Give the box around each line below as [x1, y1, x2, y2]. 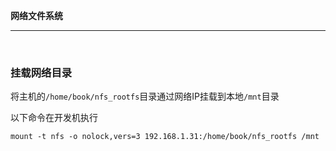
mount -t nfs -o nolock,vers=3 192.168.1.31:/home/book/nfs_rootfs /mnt [10, 132, 320, 142]
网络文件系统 [10, 10, 63, 21]
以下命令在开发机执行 [10, 112, 98, 124]
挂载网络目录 [10, 65, 73, 79]
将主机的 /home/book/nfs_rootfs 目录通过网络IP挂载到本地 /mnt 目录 [10, 90, 280, 103]
